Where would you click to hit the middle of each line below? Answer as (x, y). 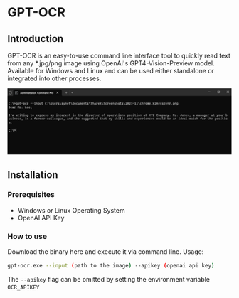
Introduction (36, 39)
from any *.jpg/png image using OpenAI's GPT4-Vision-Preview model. (111, 63)
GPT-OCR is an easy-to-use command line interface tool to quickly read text (119, 55)
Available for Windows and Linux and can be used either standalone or (111, 71)
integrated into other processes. (54, 78)
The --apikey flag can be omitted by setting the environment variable (109, 279)
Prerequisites (31, 195)
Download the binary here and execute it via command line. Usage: (106, 252)
